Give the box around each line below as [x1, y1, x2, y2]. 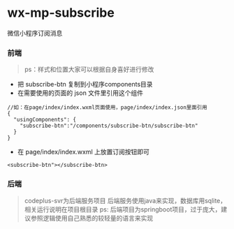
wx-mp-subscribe [7, 5, 115, 21]
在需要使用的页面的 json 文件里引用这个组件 [17, 89, 144, 97]
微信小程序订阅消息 [7, 29, 63, 37]
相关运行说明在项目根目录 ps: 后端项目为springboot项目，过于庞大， [24, 205, 221, 214]
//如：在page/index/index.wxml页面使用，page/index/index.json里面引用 [7, 104, 207, 111]
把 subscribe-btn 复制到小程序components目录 [17, 80, 153, 89]
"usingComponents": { [13, 117, 77, 124]
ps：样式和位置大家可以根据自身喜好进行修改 [24, 65, 154, 74]
